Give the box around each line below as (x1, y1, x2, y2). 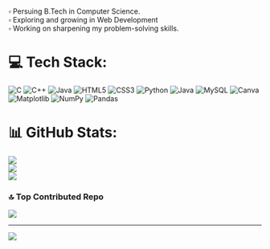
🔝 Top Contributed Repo (8, 191, 104, 202)
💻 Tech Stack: (8, 53, 108, 71)
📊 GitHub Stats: (8, 124, 118, 142)
